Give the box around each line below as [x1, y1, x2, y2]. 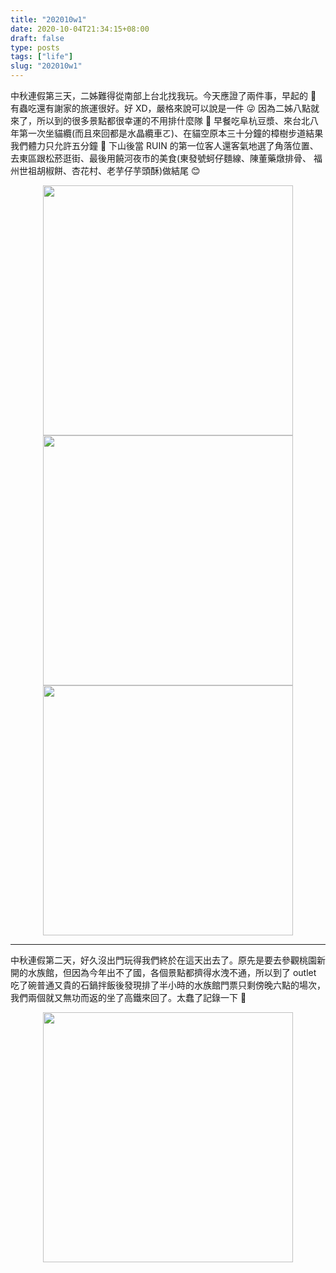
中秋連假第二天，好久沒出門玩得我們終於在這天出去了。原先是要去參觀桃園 [10, 954, 317, 966]
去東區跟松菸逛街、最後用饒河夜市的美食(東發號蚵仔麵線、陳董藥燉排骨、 [10, 152, 312, 164]
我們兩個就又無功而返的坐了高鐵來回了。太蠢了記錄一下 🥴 [10, 992, 247, 1003]
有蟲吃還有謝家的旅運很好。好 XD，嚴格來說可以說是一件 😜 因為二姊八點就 [10, 102, 320, 114]
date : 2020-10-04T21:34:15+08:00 [10, 24, 150, 34]
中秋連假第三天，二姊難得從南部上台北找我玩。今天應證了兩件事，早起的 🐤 [10, 90, 317, 101]
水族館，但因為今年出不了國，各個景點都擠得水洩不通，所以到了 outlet [27, 967, 317, 978]
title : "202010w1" [10, 14, 87, 25]
